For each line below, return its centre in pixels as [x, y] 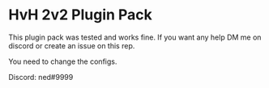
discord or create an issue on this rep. [72, 45]
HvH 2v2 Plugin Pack [80, 15]
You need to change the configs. [63, 61]
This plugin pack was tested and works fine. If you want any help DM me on [135, 37]
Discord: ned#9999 [41, 77]
